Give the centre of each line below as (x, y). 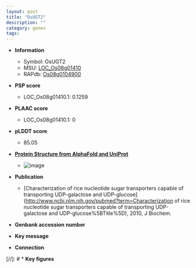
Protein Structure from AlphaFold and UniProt (71, 154)
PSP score (27, 85)
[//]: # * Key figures (30, 259)
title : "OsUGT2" (26, 17)
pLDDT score (31, 131)
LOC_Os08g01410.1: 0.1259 (56, 97)
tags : (13, 34)
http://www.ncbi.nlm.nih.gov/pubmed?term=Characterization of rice (108, 201)
